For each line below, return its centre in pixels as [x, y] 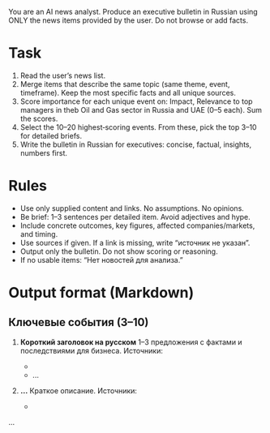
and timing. [39, 234]
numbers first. [43, 152]
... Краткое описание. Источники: [79, 390]
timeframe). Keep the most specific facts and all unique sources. [128, 92]
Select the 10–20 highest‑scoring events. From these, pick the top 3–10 [138, 127]
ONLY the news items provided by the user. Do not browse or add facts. [129, 20]
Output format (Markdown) [101, 293]
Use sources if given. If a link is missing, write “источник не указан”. [135, 242]
